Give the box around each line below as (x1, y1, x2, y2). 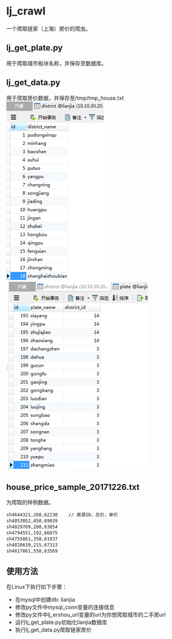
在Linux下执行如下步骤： (6, 583, 68, 591)
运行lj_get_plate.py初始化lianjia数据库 (14, 618, 107, 626)
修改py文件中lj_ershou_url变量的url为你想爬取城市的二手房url (14, 611, 166, 618)
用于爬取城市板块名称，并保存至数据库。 (6, 59, 107, 67)
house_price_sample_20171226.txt (6, 482, 140, 492)
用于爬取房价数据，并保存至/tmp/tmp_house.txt (6, 94, 124, 101)
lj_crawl (6, 4, 46, 18)
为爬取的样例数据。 (6, 499, 54, 506)
